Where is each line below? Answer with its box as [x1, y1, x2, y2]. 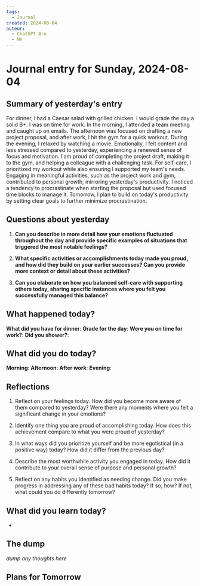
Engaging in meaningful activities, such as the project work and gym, [6, 172, 176, 179]
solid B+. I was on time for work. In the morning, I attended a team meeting [6, 121, 190, 128]
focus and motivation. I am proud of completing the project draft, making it [6, 153, 189, 160]
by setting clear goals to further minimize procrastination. [6, 197, 147, 204]
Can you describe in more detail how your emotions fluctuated [14, 230, 173, 237]
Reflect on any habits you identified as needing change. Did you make [14, 476, 187, 483]
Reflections [6, 381, 50, 392]
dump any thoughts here [6, 554, 67, 562]
